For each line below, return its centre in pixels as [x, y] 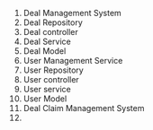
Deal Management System [72, 13]
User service [47, 89]
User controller [51, 79]
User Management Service [73, 61]
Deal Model [45, 51]
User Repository [53, 70]
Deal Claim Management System [84, 108]
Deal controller [51, 32]
